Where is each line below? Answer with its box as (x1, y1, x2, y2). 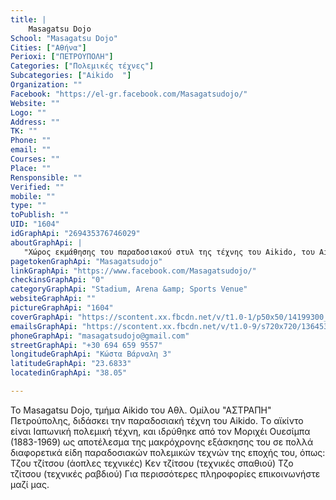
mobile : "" (10, 191, 56, 201)
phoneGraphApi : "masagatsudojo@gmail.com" (10, 331, 190, 341)
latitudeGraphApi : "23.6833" (10, 359, 132, 369)
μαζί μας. (10, 478, 50, 490)
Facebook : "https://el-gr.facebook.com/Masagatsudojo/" (10, 89, 248, 99)
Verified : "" (10, 182, 65, 192)
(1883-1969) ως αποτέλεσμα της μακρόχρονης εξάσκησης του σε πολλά (10, 436, 314, 448)
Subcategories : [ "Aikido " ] (10, 71, 132, 81)
